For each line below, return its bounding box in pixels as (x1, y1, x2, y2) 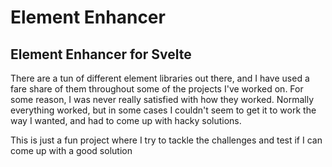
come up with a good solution (10, 145, 133, 156)
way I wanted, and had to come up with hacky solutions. (10, 115, 242, 126)
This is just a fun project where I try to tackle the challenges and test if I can (10, 134, 323, 146)
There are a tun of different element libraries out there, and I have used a (10, 72, 310, 84)
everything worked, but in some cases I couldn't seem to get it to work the (10, 104, 317, 116)
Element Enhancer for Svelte (10, 46, 192, 63)
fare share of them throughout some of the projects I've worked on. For (10, 83, 304, 95)
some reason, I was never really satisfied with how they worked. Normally (10, 94, 314, 105)
